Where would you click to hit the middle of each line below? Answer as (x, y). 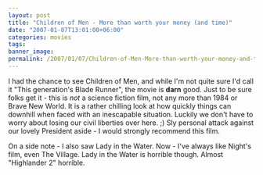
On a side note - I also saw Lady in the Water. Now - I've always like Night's (130, 146)
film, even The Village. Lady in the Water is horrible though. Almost (116, 154)
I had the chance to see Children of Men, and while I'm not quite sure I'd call (131, 81)
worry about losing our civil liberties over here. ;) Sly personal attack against (131, 123)
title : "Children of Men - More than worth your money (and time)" (121, 23)
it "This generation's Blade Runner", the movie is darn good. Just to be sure (130, 89)
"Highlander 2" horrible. (47, 162)
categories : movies (40, 37)
